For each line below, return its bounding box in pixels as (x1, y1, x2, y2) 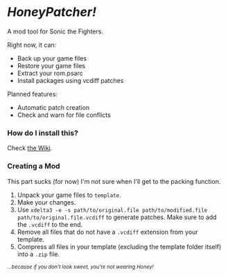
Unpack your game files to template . (17, 191, 121, 199)
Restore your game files (17, 61, 85, 70)
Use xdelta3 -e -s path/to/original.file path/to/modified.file (17, 205, 208, 214)
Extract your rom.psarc (17, 69, 83, 77)
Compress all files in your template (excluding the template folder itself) (17, 242, 222, 251)
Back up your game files (17, 54, 87, 63)
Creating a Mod (7, 161, 60, 171)
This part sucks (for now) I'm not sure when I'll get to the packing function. (7, 177, 221, 185)
